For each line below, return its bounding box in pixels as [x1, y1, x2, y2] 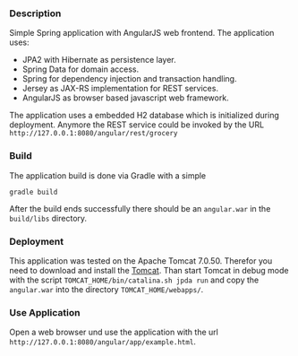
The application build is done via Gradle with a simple [9, 169, 207, 181]
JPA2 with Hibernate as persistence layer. [21, 55, 176, 65]
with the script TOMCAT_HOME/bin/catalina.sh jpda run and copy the [9, 274, 260, 285]
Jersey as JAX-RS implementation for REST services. [21, 83, 219, 94]
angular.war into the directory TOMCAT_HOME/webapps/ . [9, 283, 204, 294]
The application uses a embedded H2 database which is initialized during [9, 110, 280, 121]
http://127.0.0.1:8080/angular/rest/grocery [9, 129, 178, 138]
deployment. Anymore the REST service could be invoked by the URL [9, 119, 265, 130]
